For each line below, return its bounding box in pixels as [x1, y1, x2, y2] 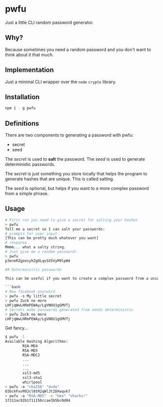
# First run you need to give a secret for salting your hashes [5, 218, 138, 222]
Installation [5, 92, 40, 101]
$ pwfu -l [5, 334, 25, 339]
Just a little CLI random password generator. [5, 19, 94, 25]
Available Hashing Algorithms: [5, 339, 68, 344]
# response [5, 240, 27, 245]
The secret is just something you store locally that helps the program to [5, 171, 147, 177]
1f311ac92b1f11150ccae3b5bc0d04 [5, 398, 70, 403]
